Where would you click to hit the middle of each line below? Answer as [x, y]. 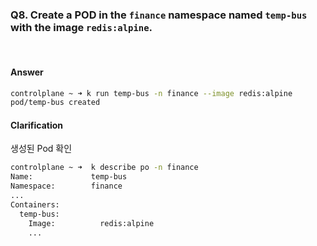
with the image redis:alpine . [81, 27]
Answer [27, 72]
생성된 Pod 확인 [41, 149]
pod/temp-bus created [55, 103]
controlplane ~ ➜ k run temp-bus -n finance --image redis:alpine [151, 93]
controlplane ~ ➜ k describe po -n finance [104, 168]
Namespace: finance [66, 186]
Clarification [37, 125]
